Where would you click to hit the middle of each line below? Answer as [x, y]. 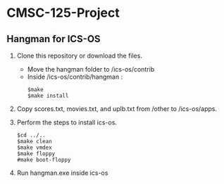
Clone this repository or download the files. [79, 55]
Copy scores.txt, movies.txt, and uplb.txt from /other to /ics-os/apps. [117, 109]
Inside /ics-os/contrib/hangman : [75, 77]
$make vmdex [34, 147]
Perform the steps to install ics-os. [67, 122]
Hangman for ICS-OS [54, 39]
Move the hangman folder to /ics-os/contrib [91, 69]
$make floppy [36, 154]
